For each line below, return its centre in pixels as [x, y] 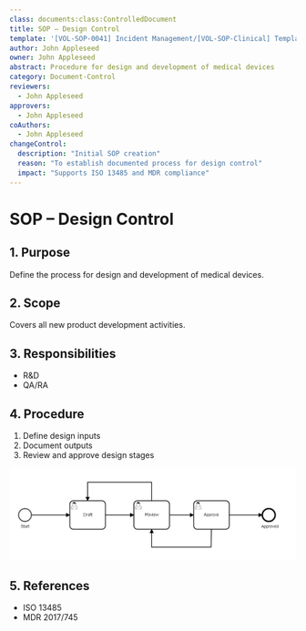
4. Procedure [47, 414]
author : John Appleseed [55, 48]
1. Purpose [40, 253]
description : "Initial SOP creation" [89, 154]
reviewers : [30, 87]
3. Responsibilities [63, 354]
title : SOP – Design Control [65, 29]
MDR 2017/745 [50, 617]
